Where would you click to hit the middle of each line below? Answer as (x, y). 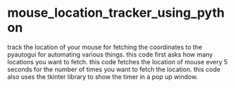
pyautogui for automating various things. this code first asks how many (110, 54)
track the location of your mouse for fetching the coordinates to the (105, 47)
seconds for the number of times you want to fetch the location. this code (114, 69)
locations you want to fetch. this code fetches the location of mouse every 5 (118, 61)
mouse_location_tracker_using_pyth (116, 13)
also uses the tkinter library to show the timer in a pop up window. (103, 76)
